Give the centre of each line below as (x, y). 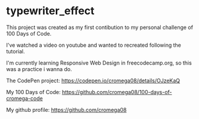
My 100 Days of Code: (33, 92)
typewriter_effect (50, 11)
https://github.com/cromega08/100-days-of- (117, 92)
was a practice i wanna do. (39, 69)
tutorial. (15, 51)
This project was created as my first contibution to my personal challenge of (100, 27)
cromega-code (24, 98)
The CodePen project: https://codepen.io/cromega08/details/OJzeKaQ (93, 81)
